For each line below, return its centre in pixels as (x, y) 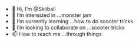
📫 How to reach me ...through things (57, 34)
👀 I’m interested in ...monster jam (52, 15)
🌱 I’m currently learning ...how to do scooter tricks (72, 21)
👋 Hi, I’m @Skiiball (34, 9)
